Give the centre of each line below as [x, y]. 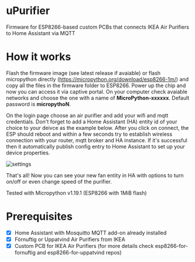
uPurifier [28, 11]
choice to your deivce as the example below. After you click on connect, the [97, 127]
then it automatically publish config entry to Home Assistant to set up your [96, 146]
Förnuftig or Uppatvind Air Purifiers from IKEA [70, 239]
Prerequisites [40, 217]
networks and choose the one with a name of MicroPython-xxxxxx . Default [98, 98]
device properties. [28, 153]
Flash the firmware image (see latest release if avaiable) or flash [83, 73]
